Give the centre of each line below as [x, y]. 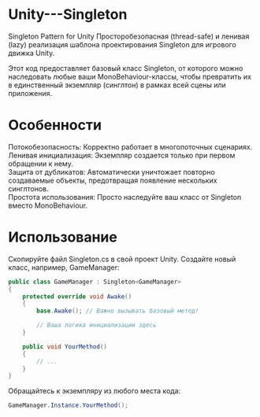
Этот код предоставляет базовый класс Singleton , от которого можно [126, 68]
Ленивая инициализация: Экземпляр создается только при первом [122, 155]
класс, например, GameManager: [64, 267]
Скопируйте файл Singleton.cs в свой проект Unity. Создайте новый [122, 259]
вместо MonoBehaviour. [48, 205]
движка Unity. [32, 53]
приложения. [30, 93]
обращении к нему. [41, 164]
